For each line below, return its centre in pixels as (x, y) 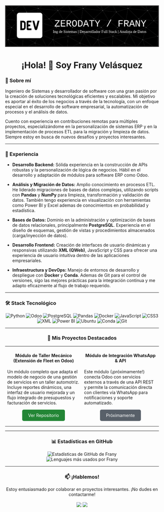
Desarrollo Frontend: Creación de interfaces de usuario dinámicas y (81, 245)
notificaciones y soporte (109, 397)
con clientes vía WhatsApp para (116, 392)
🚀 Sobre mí (18, 80)
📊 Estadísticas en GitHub (82, 442)
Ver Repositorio (44, 415)
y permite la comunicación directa (118, 387)
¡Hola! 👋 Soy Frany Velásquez (82, 65)
